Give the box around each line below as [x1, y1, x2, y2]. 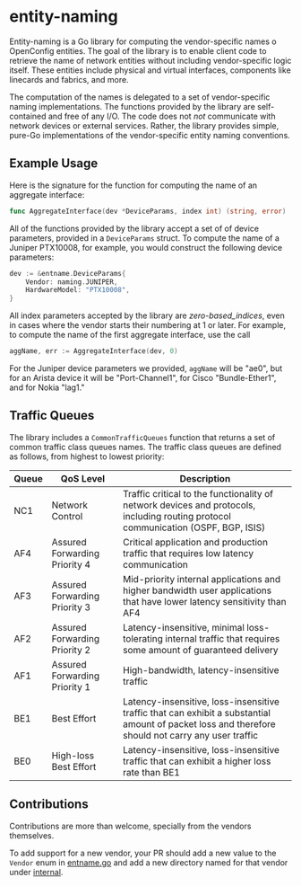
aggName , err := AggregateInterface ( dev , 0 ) [9, 347, 178, 356]
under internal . [9, 866, 64, 877]
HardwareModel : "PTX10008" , [25, 286, 130, 295]
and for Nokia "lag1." [9, 382, 85, 393]
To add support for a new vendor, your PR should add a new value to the [9, 847, 277, 858]
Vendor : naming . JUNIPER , [25, 277, 118, 287]
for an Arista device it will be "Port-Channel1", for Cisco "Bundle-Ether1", [9, 373, 277, 383]
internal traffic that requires [165, 632, 280, 644]
